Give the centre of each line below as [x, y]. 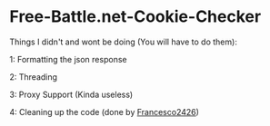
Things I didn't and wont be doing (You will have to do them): [124, 42]
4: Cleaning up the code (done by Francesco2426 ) [105, 111]
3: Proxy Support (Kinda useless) [71, 94]
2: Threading [33, 77]
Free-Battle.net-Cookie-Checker [135, 17]
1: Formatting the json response [68, 59]
